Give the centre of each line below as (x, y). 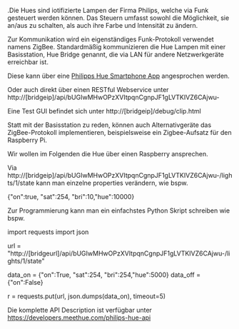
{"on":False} (26, 282)
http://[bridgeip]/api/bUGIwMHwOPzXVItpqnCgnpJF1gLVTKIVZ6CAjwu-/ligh (120, 175)
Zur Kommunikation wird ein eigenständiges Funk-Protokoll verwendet (111, 39)
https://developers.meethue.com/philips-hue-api (79, 318)
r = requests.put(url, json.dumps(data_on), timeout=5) (87, 296)
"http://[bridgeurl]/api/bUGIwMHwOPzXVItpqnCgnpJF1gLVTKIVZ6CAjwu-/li (119, 253)
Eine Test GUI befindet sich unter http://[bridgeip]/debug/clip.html (104, 111)
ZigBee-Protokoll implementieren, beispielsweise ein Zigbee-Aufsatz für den (119, 132)
